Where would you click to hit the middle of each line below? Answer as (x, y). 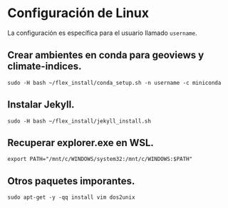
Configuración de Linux (78, 13)
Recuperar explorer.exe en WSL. (81, 143)
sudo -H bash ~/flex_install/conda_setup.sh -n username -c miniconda (114, 83)
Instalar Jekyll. (41, 105)
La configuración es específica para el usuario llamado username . (102, 33)
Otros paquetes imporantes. (71, 181)
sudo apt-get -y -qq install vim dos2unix (71, 197)
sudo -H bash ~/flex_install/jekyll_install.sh (79, 121)
